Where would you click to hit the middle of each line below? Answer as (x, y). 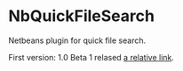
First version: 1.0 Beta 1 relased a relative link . (91, 57)
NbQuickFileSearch (81, 16)
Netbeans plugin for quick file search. (77, 40)
